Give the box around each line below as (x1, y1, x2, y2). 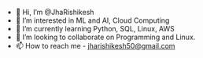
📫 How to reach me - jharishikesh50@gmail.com (15, 42, 175, 50)
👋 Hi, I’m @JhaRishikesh (15, 8, 94, 16)
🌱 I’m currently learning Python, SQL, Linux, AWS (15, 24, 175, 33)
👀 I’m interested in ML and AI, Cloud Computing (15, 16, 170, 25)
